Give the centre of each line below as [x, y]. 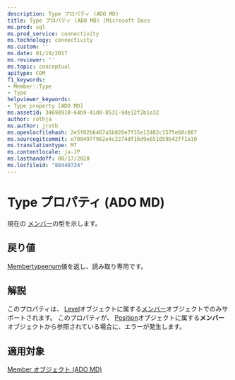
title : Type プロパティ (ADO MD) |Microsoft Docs [79, 21]
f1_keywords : [26, 80]
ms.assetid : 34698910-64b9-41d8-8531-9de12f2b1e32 [83, 113]
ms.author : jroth [33, 126]
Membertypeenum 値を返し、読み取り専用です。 [77, 266]
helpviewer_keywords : [39, 100]
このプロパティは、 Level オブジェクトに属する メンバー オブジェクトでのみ [115, 309]
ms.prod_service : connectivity [53, 34]
